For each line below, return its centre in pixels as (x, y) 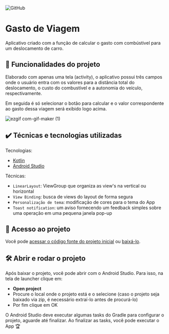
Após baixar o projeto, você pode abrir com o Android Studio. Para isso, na (84, 273)
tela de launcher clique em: (34, 279)
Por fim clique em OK (35, 305)
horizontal (23, 191)
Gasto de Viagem (43, 29)
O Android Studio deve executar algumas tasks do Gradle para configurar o (85, 315)
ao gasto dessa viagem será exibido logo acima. (56, 108)
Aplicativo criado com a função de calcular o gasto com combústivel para (83, 43)
